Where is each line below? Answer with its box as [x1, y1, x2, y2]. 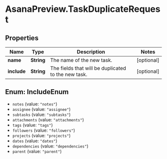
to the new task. [50, 71, 87, 78]
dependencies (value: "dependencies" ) [12, 143, 88, 149]
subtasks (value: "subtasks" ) [12, 111, 71, 117]
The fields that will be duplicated [50, 65, 126, 71]
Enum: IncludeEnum [5, 88, 69, 96]
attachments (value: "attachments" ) [12, 116, 84, 122]
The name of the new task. [50, 57, 113, 63]
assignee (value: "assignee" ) [12, 106, 71, 112]
